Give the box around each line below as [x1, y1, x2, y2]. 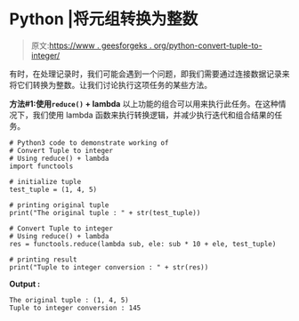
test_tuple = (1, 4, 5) [9, 185, 98, 194]
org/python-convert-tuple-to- [153, 40, 263, 51]
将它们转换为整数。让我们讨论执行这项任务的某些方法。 [9, 79, 212, 90]
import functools [9, 162, 74, 171]
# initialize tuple [9, 177, 82, 186]
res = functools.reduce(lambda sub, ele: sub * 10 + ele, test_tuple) [9, 239, 277, 248]
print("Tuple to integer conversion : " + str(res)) [9, 262, 209, 272]
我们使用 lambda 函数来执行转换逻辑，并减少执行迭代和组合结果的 [32, 109, 275, 120]
